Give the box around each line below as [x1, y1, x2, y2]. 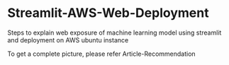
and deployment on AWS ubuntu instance [7, 35, 129, 44]
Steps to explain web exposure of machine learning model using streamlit [7, 28, 222, 37]
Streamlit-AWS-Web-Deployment [7, 5, 209, 21]
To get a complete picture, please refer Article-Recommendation [7, 49, 196, 58]
